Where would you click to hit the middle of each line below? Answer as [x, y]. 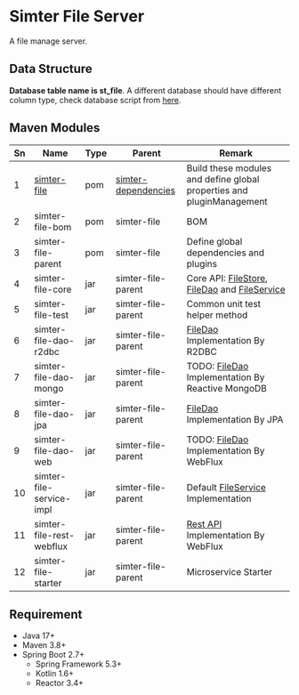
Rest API [204, 524]
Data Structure [51, 69]
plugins [202, 263]
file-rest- [55, 535]
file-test [52, 315]
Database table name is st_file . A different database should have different [145, 90]
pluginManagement [227, 201]
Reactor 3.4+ [60, 683]
